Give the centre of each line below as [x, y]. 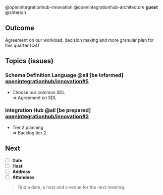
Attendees [23, 177]
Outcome [20, 28]
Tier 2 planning [28, 127]
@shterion [16, 12]
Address [21, 172]
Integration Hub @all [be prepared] [48, 110]
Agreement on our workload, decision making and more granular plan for [80, 40]
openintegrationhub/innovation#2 [47, 116]
